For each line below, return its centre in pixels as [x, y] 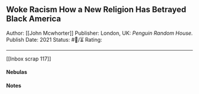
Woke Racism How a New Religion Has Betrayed [96, 10]
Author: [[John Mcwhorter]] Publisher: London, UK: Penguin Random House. [99, 33]
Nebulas [17, 72]
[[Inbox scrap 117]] [29, 59]
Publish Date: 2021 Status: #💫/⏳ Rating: [54, 39]
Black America [33, 19]
